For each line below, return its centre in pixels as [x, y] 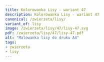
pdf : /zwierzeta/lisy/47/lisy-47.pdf [44, 33]
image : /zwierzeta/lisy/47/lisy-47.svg [47, 28]
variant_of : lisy [23, 24]
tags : [11, 42]
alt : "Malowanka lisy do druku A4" [42, 38]
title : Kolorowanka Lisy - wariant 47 [45, 10]
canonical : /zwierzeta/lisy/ [35, 19]
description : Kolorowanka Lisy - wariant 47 [52, 14]
